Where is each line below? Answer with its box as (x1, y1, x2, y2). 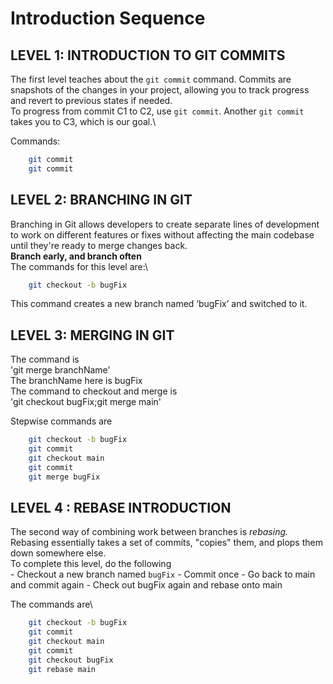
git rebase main (28, 664, 97, 674)
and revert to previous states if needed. (10, 95, 173, 106)
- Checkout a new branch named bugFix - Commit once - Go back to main (10, 568, 316, 581)
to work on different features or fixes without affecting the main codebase (10, 228, 315, 241)
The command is (10, 353, 80, 366)
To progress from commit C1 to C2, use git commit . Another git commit (10, 105, 305, 117)
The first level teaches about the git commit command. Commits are (10, 73, 292, 85)
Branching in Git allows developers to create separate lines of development (10, 218, 320, 230)
